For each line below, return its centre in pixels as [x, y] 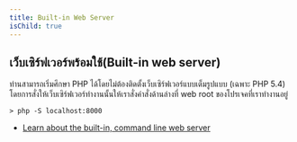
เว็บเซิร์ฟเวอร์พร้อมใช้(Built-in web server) [115, 62]
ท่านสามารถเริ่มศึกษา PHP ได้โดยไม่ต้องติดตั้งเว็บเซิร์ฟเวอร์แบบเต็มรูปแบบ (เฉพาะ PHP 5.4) [148, 84]
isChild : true [36, 26]
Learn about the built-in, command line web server [117, 128]
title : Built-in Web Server [62, 18]
